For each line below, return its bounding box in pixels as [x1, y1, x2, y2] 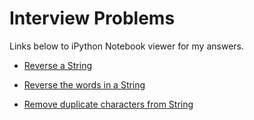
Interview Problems [9, 7, 176, 30]
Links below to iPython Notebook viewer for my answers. [9, 40, 244, 52]
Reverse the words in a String [23, 78, 146, 91]
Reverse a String [23, 59, 93, 71]
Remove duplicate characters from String [23, 98, 194, 110]
